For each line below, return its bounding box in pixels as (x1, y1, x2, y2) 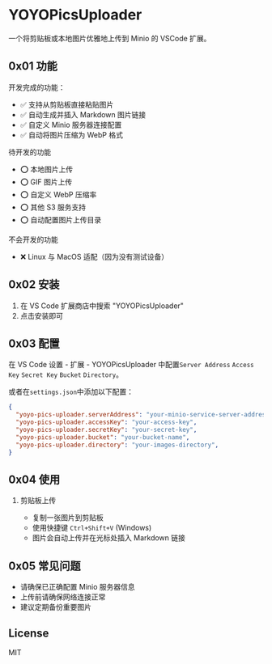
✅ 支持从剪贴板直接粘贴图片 (19, 99, 114, 109)
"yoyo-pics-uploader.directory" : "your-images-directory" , (15, 441, 219, 449)
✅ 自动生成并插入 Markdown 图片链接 (19, 109, 147, 119)
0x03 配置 (8, 336, 61, 350)
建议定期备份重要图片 (19, 603, 91, 612)
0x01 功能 (8, 59, 58, 74)
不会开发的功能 (8, 235, 58, 244)
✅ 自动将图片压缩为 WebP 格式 (19, 129, 124, 139)
